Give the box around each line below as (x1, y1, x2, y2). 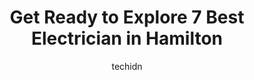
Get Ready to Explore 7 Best (9, 6, 245, 29)
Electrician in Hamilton (30, 27, 224, 50)
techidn (111, 60, 143, 72)
